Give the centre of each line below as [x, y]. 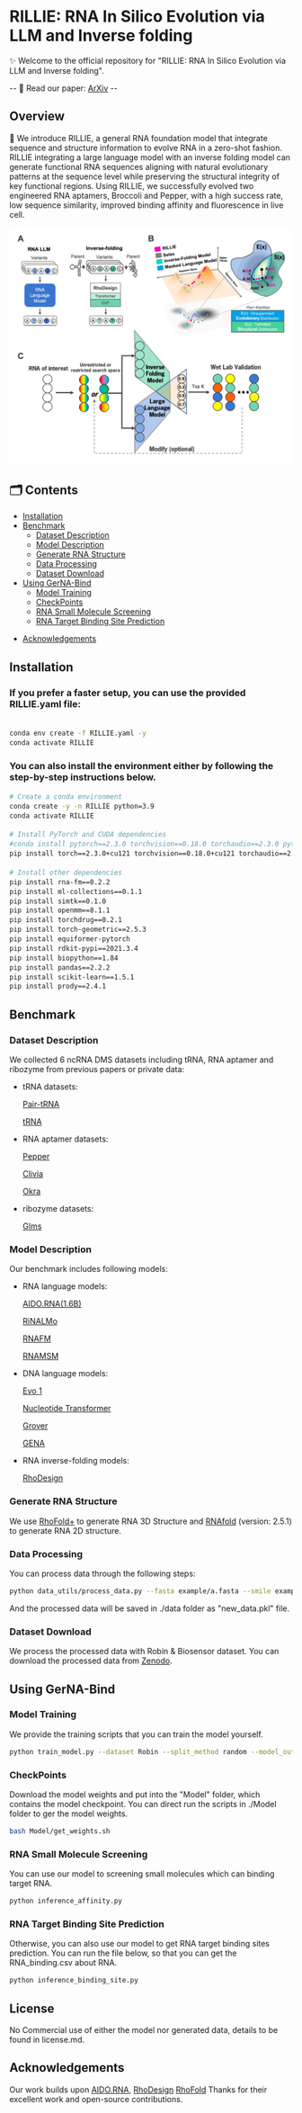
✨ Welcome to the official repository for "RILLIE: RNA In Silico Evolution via [147, 60]
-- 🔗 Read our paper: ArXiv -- [64, 88]
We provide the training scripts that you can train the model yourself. [136, 1734]
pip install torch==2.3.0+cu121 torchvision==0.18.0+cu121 [122, 854]
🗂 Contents [44, 490]
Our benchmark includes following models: [89, 1269]
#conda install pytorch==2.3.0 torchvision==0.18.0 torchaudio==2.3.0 [144, 844]
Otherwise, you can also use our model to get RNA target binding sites [140, 1944]
